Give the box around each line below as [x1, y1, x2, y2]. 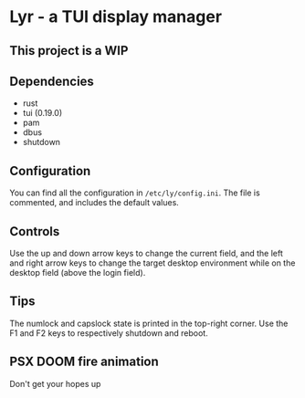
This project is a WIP [9, 43, 129, 58]
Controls [9, 224, 60, 239]
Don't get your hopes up [9, 378, 101, 389]
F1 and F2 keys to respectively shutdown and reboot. [9, 327, 208, 339]
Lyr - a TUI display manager [9, 6, 222, 27]
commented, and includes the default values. [9, 197, 180, 208]
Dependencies [9, 73, 94, 89]
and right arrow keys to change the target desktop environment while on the [9, 257, 296, 268]
